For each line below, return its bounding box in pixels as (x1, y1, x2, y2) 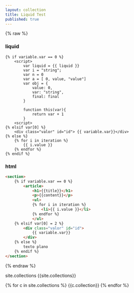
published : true (5, 17, 39, 22)
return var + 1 (32, 112, 64, 117)
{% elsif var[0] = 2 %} (14, 221, 64, 226)
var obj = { (23, 81, 49, 86)
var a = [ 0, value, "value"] (23, 76, 86, 81)
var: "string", (32, 89, 64, 94)
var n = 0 (23, 72, 44, 77)
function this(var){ (23, 107, 66, 112)
